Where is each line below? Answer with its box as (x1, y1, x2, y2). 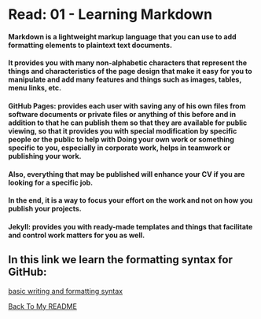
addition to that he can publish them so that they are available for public (8, 118, 248, 127)
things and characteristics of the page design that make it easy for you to (8, 67, 253, 76)
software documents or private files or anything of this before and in (8, 109, 237, 119)
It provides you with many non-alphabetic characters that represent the (8, 58, 248, 68)
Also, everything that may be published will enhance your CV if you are (8, 169, 245, 178)
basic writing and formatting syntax (8, 286, 123, 295)
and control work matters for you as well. (8, 230, 145, 240)
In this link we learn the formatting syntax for (8, 253, 233, 266)
